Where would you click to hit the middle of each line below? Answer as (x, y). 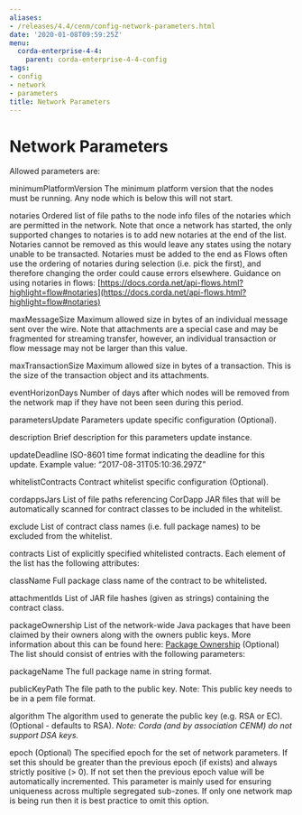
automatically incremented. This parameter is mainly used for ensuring (141, 782)
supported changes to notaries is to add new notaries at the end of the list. (148, 235)
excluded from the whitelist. (61, 536)
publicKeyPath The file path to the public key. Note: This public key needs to (151, 689)
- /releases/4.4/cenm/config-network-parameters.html (113, 26)
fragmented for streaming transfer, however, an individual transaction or (143, 338)
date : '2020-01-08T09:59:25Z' (66, 34)
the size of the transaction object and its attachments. (110, 375)
